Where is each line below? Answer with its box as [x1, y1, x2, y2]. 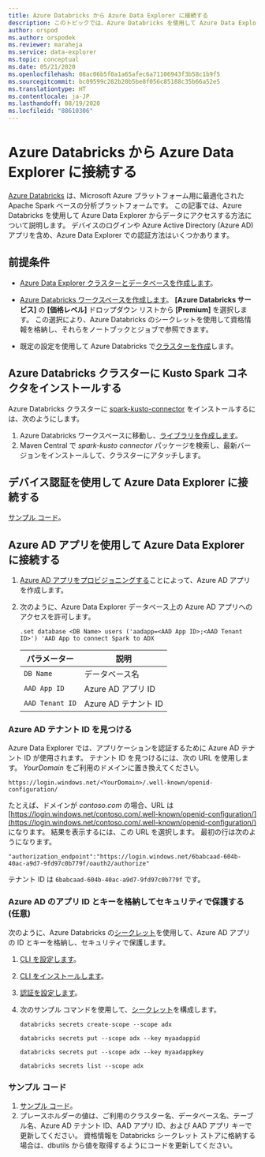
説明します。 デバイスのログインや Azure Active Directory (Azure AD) [28, 220, 254, 230]
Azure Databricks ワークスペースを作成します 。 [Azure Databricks [19, 295, 237, 304]
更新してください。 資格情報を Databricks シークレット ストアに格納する [19, 1131, 256, 1140]
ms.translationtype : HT [8, 85, 87, 93]
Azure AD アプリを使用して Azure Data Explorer [8, 538, 244, 551]
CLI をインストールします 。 [19, 971, 108, 980]
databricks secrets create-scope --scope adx [19, 1020, 172, 1028]
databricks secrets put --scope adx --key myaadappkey [19, 1048, 204, 1056]
